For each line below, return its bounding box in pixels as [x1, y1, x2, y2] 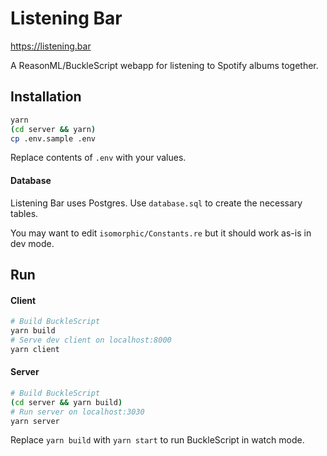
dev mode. [10, 237, 55, 249]
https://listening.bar [10, 40, 92, 52]
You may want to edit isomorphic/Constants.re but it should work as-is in [10, 227, 312, 239]
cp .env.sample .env [10, 133, 97, 144]
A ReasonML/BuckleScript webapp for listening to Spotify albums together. [10, 59, 319, 71]
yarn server [10, 416, 60, 426]
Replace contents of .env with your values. [10, 152, 187, 164]
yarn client [10, 344, 60, 354]
